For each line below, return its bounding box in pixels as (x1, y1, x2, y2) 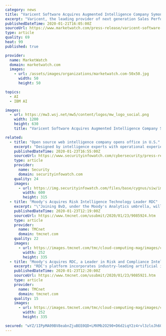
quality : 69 (5, 35, 30, 40)
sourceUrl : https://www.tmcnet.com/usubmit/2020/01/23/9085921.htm (14, 273, 156, 278)
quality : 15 (14, 296, 39, 301)
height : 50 (18, 81, 41, 86)
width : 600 (23, 190, 45, 195)
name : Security (18, 167, 50, 172)
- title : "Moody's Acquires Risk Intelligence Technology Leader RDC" (9, 199, 158, 204)
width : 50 (18, 76, 39, 81)
